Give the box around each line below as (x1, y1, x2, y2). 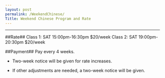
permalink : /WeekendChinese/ (5, 12, 65, 17)
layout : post (5, 7, 32, 12)
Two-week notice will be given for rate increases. (12, 58, 112, 64)
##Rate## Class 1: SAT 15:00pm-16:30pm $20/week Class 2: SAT (5, 34, 137, 40)
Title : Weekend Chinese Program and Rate (5, 16, 91, 21)
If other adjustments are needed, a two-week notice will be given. (12, 68, 145, 74)
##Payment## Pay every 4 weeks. (5, 49, 75, 55)
